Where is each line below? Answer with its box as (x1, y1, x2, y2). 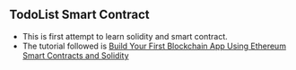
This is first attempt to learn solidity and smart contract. (22, 31, 229, 41)
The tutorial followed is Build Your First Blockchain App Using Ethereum (22, 40, 287, 51)
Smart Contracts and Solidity (22, 49, 129, 61)
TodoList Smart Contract (9, 7, 150, 22)
